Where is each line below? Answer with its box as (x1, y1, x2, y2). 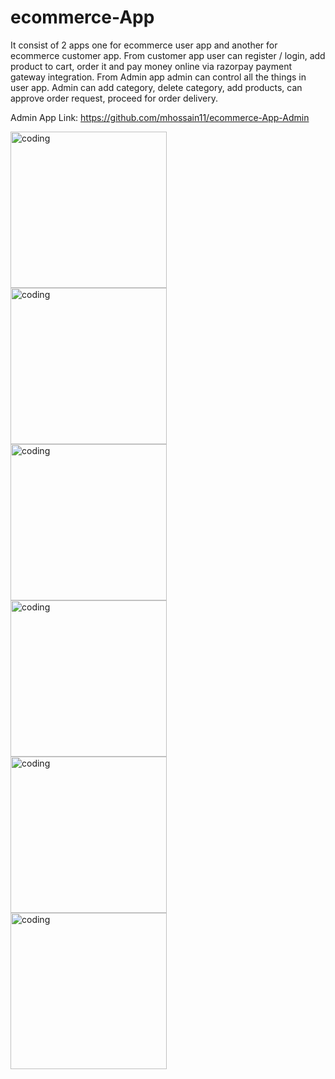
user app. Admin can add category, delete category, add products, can (10, 81, 303, 93)
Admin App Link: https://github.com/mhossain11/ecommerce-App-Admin (10, 111, 310, 123)
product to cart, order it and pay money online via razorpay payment (10, 60, 293, 72)
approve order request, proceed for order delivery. (10, 92, 219, 104)
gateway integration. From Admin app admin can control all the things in (10, 71, 307, 83)
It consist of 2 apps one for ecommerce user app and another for (10, 39, 278, 51)
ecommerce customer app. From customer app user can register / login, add (10, 49, 326, 61)
